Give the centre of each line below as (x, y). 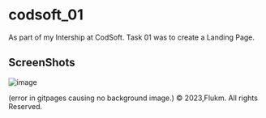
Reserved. (26, 106)
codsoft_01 (46, 15)
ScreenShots (42, 63)
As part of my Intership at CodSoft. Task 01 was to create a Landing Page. (132, 37)
